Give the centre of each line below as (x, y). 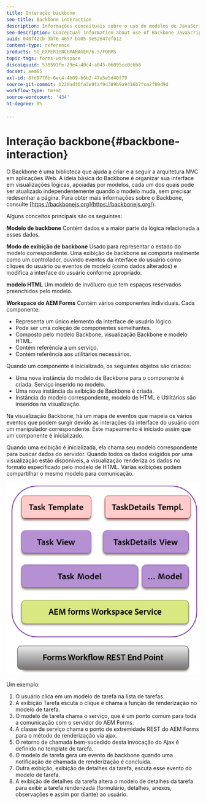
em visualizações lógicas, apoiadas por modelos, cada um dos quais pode (100, 184)
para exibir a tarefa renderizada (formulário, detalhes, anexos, (93, 787)
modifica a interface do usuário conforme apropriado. (74, 272)
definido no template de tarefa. (54, 748)
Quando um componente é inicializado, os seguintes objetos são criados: (99, 366)
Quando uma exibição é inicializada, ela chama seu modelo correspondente (102, 447)
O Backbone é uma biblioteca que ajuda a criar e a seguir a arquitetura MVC (102, 171)
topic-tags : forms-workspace (44, 58)
